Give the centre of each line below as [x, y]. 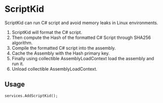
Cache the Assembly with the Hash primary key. [61, 53]
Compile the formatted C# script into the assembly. [64, 48]
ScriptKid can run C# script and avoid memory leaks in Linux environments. [81, 23]
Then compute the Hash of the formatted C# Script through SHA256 [81, 37]
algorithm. [22, 42]
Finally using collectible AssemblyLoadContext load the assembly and [83, 58]
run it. [18, 64]
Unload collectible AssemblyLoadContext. [54, 69]
